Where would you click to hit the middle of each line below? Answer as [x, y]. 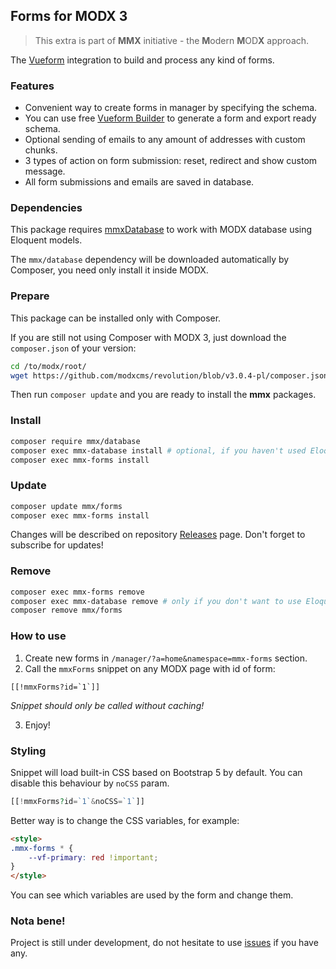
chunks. [41, 150]
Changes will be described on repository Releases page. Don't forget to [158, 535]
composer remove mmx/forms [66, 610]
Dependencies [46, 208]
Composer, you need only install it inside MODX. [109, 270]
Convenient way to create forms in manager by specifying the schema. [171, 108]
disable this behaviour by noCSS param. [90, 783]
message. [45, 171]
